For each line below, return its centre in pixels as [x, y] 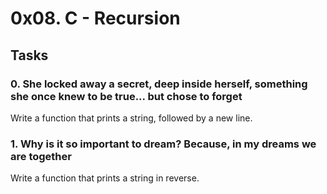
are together [41, 156]
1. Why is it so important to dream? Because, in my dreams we [163, 144]
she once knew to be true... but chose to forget [126, 96]
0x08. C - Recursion [95, 18]
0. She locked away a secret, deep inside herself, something [159, 84]
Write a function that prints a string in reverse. [105, 178]
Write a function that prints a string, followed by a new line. [131, 118]
